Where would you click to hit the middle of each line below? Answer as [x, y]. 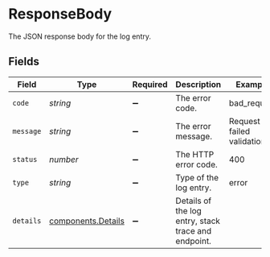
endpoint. [193, 241]
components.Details [87, 221]
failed [239, 131]
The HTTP [195, 154]
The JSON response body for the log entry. [80, 36]
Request [244, 121]
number [64, 160]
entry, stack [198, 221]
